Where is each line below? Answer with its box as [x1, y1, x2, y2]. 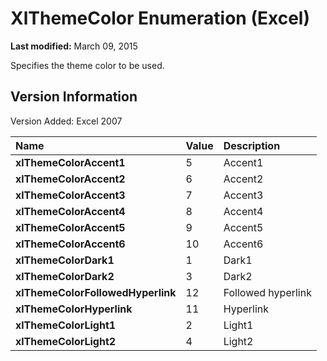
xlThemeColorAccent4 [15, 204, 126, 218]
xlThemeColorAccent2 [15, 172, 126, 186]
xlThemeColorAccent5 [15, 220, 126, 234]
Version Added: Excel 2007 [10, 115, 123, 127]
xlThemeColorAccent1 [15, 155, 126, 169]
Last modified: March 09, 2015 [10, 40, 138, 52]
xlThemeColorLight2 [15, 334, 117, 348]
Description [223, 138, 281, 152]
